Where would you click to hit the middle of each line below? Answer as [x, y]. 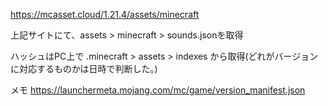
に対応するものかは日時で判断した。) [84, 68]
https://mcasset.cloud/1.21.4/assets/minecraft [105, 14]
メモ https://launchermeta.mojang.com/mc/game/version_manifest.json [158, 90]
